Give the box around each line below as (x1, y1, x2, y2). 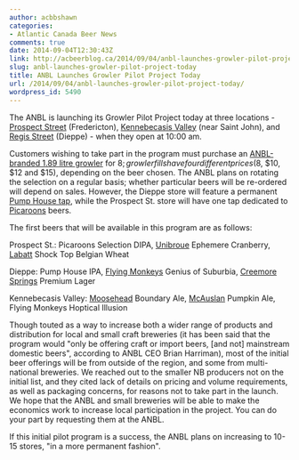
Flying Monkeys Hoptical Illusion (9, 302, 128, 312)
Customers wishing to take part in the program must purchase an (9, 148, 248, 158)
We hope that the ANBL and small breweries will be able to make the (9, 395, 260, 406)
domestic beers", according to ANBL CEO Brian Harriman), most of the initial (9, 348, 289, 359)
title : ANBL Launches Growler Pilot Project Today (9, 71, 201, 80)
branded (9, 157, 41, 168)
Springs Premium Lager (9, 275, 96, 286)
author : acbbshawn (9, 12, 77, 22)
